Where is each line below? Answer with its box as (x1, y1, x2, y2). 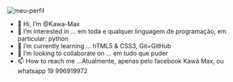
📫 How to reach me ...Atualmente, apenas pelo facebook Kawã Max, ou (17, 57, 224, 65)
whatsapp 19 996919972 (17, 67, 88, 75)
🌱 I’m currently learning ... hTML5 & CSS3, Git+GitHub (17, 42, 172, 50)
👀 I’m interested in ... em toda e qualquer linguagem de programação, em (17, 28, 227, 35)
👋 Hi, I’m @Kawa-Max (17, 20, 80, 28)
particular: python (17, 34, 69, 43)
